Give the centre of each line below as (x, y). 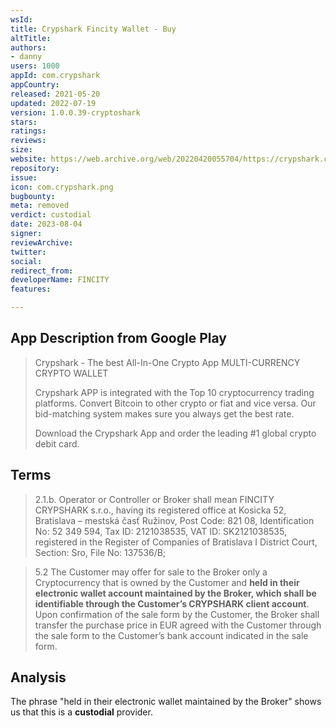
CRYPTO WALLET (71, 373)
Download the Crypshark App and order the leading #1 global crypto (175, 433)
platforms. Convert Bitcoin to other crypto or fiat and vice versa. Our (175, 403)
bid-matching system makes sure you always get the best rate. (164, 413)
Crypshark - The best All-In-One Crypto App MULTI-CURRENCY (167, 362)
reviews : (28, 141)
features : (31, 289)
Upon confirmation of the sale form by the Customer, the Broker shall (177, 614)
